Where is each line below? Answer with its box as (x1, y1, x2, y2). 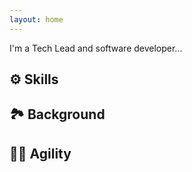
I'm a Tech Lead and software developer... (9, 42, 183, 54)
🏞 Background (9, 106, 106, 123)
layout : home (9, 14, 64, 25)
